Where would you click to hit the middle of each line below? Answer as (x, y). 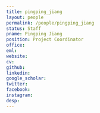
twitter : (17, 84)
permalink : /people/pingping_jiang (50, 23)
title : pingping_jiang (34, 12)
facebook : (18, 90)
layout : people (25, 17)
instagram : (20, 95)
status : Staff (24, 28)
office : (16, 45)
